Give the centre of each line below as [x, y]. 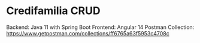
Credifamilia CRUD [53, 11]
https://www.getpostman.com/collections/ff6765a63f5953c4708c [88, 33]
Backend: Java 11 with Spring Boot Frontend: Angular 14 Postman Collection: [100, 27]
